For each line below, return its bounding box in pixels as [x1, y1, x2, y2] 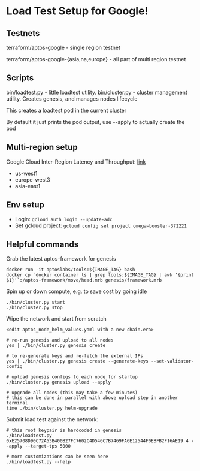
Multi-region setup [6, 142, 78, 152]
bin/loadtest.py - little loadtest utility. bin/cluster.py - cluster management [6, 89, 187, 96]
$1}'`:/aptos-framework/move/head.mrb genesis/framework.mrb [6, 277, 162, 283]
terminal [6, 400, 28, 406]
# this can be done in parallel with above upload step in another [6, 395, 178, 401]
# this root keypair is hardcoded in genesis [6, 427, 122, 434]
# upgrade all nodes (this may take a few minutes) [6, 390, 138, 396]
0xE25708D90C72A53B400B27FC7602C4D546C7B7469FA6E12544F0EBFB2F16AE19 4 [6, 438, 189, 444]
